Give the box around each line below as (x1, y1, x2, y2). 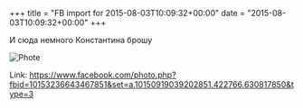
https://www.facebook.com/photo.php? (29, 69, 176, 80)
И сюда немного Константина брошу (9, 35, 153, 45)
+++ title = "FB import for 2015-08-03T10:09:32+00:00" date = (9, 8, 246, 18)
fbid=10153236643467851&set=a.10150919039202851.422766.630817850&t (9, 79, 294, 89)
